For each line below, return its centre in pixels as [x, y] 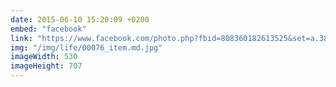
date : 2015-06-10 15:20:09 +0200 [80, 19]
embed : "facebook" [48, 29]
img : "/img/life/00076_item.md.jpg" [86, 47]
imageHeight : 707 [46, 66]
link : [21, 38]
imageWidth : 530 [44, 57]
